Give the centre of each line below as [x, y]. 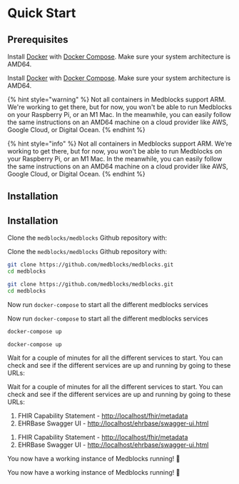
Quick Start [42, 13]
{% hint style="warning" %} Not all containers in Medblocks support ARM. [117, 99]
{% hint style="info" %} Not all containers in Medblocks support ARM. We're [120, 143]
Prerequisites [38, 40]
